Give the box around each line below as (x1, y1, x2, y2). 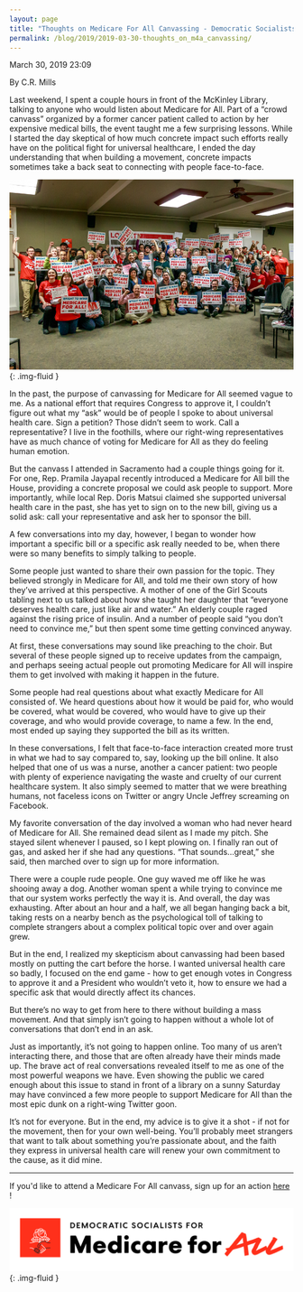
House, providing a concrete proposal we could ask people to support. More (9, 482, 293, 493)
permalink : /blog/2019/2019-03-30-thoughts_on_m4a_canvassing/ (9, 33, 252, 42)
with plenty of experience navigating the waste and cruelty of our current (9, 771, 282, 782)
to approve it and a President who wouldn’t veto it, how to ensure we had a (9, 977, 287, 988)
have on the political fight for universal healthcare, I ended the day (9, 143, 256, 153)
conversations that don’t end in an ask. (9, 1023, 153, 1034)
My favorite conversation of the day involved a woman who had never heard (9, 817, 293, 828)
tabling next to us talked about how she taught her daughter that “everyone (9, 594, 289, 605)
